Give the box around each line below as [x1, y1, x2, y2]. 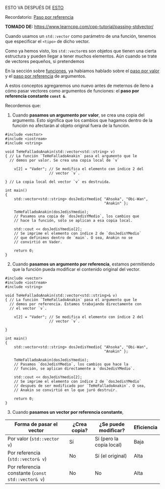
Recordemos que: [5, 103, 41, 108]
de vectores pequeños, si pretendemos [5, 58, 84, 64]
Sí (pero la [95, 435, 119, 442]
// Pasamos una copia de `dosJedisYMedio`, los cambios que [14, 214, 139, 219]
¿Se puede [99, 421, 125, 428]
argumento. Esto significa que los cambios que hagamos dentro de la [12, 117, 153, 123]
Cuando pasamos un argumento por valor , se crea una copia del [12, 112, 145, 118]
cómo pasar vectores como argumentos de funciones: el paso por [5, 88, 139, 93]
